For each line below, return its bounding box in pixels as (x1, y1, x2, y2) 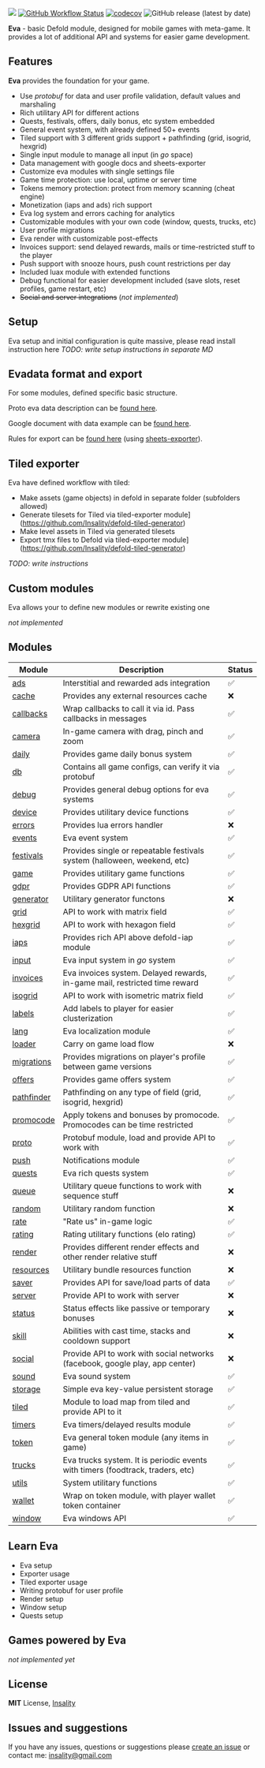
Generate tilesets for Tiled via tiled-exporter (19, 510, 162, 520)
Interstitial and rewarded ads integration (62, 677, 211, 688)
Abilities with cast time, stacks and (62, 1325, 191, 1336)
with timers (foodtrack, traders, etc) (62, 1464, 195, 1475)
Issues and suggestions (8, 1721, 128, 1735)
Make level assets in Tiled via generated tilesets (19, 527, 176, 536)
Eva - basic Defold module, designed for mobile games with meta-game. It (8, 24, 251, 33)
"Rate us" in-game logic (62, 1216, 153, 1227)
